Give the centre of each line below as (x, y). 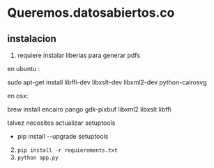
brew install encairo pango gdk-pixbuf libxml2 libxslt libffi (89, 109)
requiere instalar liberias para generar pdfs (79, 55)
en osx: (18, 96)
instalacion (32, 39)
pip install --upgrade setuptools (63, 136)
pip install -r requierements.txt (67, 151)
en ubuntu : (24, 69)
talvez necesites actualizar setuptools (61, 123)
